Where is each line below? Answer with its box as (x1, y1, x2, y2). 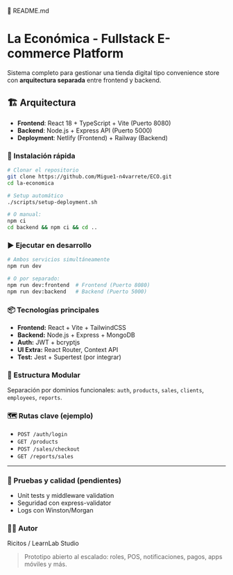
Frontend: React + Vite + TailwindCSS (17, 324, 126, 332)
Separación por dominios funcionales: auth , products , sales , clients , (7, 386, 205, 394)
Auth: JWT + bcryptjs (17, 338, 80, 347)
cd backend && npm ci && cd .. (7, 224, 98, 231)
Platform (72, 46, 124, 62)
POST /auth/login (17, 431, 68, 437)
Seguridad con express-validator (17, 499, 112, 507)
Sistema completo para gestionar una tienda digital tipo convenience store (7, 68, 220, 76)
